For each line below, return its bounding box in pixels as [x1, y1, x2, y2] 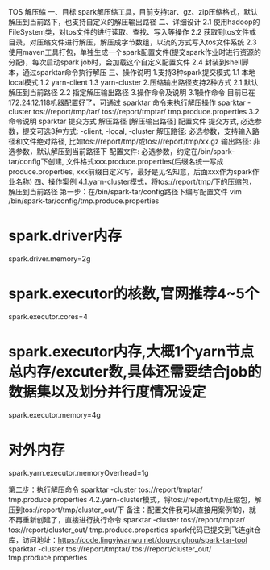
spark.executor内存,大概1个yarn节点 [8, 343, 255, 361]
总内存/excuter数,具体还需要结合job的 [8, 363, 262, 381]
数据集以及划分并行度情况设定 [8, 383, 207, 401]
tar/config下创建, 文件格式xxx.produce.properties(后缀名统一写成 [8, 156, 224, 166]
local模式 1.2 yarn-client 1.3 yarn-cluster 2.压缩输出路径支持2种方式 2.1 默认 [8, 77, 259, 87]
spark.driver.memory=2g [8, 253, 91, 264]
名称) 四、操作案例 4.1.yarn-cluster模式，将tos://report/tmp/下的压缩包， [15, 177, 256, 186]
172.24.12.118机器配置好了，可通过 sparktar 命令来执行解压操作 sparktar [8, 98, 246, 107]
